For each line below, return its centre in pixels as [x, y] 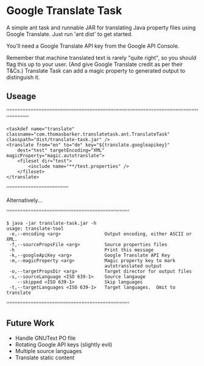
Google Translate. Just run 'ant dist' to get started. [69, 34]
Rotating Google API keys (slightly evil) [64, 344]
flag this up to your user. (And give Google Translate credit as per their [95, 64]
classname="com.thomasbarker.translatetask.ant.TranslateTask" [88, 134]
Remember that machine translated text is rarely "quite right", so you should [101, 57]
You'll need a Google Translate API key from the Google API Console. [93, 46]
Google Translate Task [64, 11]
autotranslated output [133, 266]
